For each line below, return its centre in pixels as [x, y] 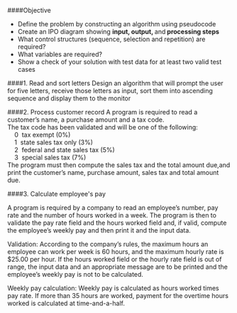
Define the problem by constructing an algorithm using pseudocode [117, 24]
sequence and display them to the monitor [69, 98]
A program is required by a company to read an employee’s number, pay [113, 208]
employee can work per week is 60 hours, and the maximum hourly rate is [116, 251]
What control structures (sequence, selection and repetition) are [111, 39]
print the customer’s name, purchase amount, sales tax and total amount [113, 173]
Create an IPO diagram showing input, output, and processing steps [118, 32]
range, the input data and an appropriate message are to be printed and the [118, 267]
